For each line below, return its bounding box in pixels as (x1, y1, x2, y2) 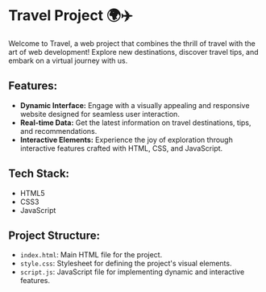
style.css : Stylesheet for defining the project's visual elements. (19, 259, 232, 269)
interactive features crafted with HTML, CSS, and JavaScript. (19, 143, 223, 153)
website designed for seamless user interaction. (19, 109, 180, 119)
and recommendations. (19, 126, 98, 136)
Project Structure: (8, 228, 101, 242)
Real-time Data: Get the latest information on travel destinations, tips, (19, 118, 251, 127)
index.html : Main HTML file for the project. (19, 250, 163, 260)
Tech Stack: (8, 167, 70, 181)
